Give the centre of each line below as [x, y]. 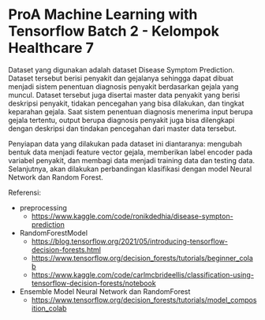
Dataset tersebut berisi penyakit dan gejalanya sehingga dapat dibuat [121, 78]
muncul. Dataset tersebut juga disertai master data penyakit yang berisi [124, 95]
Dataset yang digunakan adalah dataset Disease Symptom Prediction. [121, 69]
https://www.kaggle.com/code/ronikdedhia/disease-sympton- [132, 216]
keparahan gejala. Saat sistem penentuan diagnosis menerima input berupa [131, 111]
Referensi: [25, 192]
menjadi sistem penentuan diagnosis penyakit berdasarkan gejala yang [123, 86]
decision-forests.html [66, 249]
